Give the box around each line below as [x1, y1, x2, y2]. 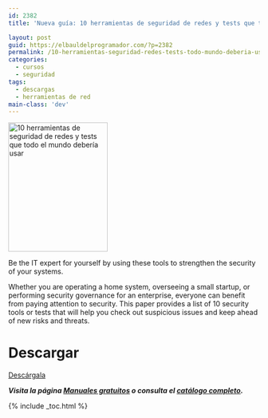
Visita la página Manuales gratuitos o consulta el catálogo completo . [8, 386, 243, 396]
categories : [8, 56, 48, 64]
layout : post [8, 34, 52, 41]
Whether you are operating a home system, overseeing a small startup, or [8, 282, 250, 292]
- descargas [15, 85, 56, 93]
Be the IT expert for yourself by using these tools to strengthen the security [8, 258, 256, 268]
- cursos [15, 63, 45, 72]
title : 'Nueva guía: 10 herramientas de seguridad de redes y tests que [8, 19, 255, 27]
